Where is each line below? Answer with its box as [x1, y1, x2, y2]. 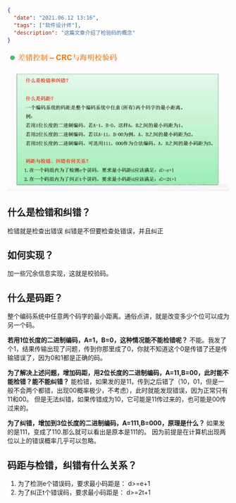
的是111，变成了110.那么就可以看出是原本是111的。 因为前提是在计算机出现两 [7, 427, 227, 437]
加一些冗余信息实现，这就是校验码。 [7, 269, 113, 278]
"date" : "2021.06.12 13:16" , [13, 14, 99, 21]
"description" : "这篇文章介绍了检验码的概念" [13, 29, 136, 36]
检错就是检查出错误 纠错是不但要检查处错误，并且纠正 [7, 226, 163, 235]
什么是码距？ [7, 292, 63, 304]
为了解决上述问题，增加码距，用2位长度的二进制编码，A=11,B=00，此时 [7, 369, 217, 377]
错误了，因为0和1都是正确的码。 [13, 353, 107, 362]
